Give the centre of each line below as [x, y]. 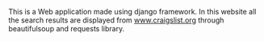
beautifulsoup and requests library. [67, 29]
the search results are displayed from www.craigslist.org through [116, 20]
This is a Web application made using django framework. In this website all [132, 12]
